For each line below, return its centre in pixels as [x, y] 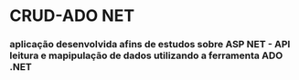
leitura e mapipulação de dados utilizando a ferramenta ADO [146, 55]
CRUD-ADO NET [72, 16]
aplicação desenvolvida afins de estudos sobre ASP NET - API [150, 45]
